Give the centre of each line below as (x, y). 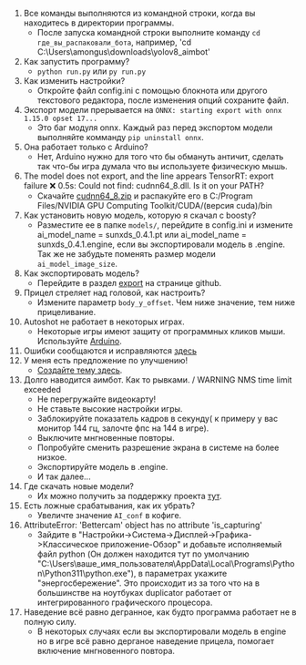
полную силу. (50, 622)
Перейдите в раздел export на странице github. (129, 283)
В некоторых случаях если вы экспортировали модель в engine (162, 631)
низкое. (52, 457)
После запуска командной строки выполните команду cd (148, 32)
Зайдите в (56, 535)
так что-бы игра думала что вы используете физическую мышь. (162, 166)
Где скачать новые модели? (79, 486)
